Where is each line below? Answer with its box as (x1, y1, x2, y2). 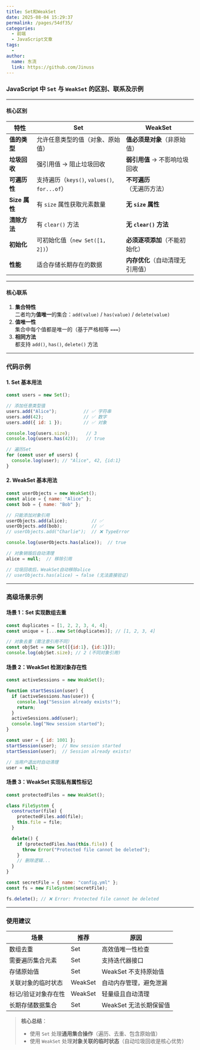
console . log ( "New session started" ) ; (11, 721, 105, 727)
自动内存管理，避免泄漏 (101, 978, 168, 987)
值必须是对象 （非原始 (126, 135, 186, 144)
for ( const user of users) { (6, 452, 79, 458)
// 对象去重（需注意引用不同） (6, 639, 73, 645)
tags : (6, 42, 20, 48)
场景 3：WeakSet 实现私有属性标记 (6, 778, 92, 785)
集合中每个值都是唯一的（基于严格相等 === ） (14, 326, 124, 333)
